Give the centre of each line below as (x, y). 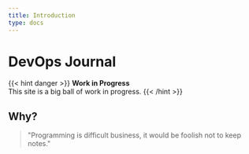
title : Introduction (42, 15)
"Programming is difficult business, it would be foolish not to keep (134, 135)
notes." (39, 144)
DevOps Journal (62, 62)
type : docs (26, 23)
